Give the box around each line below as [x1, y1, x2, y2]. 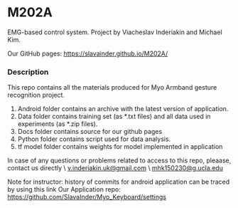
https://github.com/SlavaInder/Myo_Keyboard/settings [7, 193, 167, 202]
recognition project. [7, 90, 65, 100]
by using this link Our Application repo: [7, 185, 121, 194]
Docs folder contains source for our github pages [17, 128, 163, 136]
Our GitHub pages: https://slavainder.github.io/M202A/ [7, 49, 168, 58]
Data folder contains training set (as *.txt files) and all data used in [17, 112, 211, 121]
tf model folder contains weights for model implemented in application [17, 142, 223, 151]
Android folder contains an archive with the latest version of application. [17, 105, 229, 113]
